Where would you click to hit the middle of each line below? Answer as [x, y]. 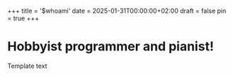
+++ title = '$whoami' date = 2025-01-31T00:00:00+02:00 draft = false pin [117, 11]
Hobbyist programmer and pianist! [111, 47]
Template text [27, 66]
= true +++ [23, 18]
